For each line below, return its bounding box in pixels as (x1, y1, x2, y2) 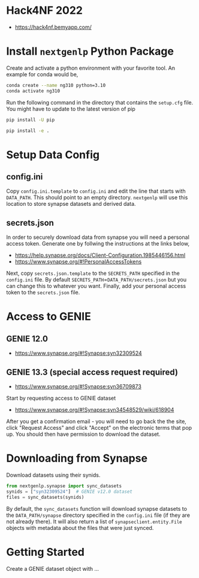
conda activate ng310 (6, 88, 61, 94)
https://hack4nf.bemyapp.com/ (14, 23, 92, 31)
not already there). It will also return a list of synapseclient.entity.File (6, 517, 182, 525)
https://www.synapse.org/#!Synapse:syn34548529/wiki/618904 (14, 406, 174, 413)
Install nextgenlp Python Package (6, 44, 174, 58)
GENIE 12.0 (6, 334, 48, 344)
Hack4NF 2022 (6, 4, 83, 17)
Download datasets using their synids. (6, 471, 101, 478)
